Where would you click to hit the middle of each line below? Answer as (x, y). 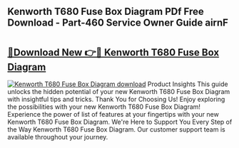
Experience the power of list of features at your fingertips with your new (113, 114)
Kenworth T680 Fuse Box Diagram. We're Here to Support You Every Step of (120, 122)
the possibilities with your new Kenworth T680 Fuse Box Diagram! (104, 107)
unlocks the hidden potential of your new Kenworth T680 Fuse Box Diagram (119, 91)
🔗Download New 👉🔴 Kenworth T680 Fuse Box (113, 52)
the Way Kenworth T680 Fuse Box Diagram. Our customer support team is (117, 129)
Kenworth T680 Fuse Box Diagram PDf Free (106, 12)
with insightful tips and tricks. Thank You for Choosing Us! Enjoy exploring (116, 99)
